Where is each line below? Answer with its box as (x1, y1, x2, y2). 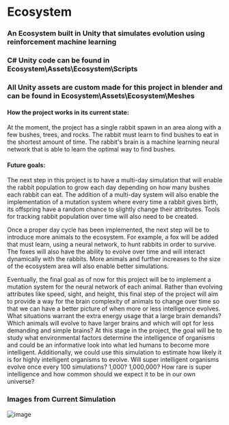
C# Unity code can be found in (7, 56, 110, 65)
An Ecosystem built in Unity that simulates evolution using (7, 29, 205, 38)
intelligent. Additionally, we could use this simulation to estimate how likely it (7, 348, 222, 356)
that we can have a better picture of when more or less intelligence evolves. (7, 304, 221, 313)
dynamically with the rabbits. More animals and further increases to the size (7, 255, 221, 263)
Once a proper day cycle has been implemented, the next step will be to (7, 226, 210, 234)
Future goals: (7, 160, 46, 169)
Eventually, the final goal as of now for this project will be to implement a (7, 276, 211, 284)
